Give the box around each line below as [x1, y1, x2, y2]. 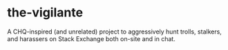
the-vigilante [7, 5, 84, 21]
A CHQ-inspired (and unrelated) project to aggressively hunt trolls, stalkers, [7, 27, 222, 36]
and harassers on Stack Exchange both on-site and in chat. [7, 34, 176, 42]
